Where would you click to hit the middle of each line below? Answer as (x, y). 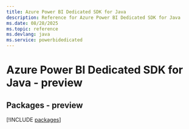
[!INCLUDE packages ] (34, 120)
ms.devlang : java (28, 35)
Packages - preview (45, 105)
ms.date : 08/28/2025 (33, 23)
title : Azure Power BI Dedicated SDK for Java (66, 12)
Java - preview (45, 83)
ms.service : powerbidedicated (45, 40)
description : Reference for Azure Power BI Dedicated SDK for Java (94, 18)
